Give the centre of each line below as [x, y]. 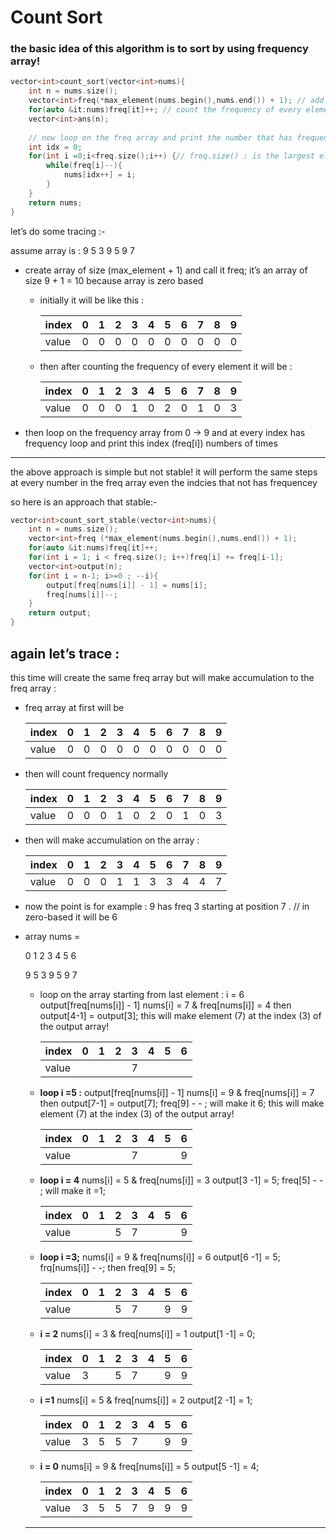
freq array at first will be [74, 707]
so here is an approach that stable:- [84, 502]
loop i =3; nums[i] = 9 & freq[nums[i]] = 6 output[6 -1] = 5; [160, 1257]
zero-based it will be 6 [71, 917]
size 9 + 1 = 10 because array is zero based [114, 280]
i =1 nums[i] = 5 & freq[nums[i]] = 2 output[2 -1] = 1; [146, 1400]
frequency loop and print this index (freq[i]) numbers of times [151, 443]
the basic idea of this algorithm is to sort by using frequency [159, 49]
